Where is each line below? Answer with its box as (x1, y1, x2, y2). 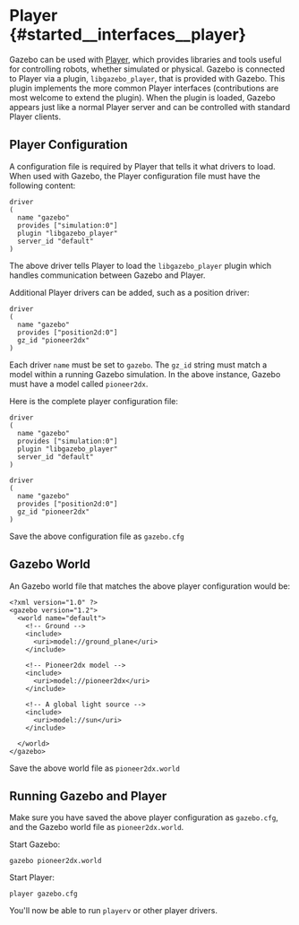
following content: (9, 180, 76, 191)
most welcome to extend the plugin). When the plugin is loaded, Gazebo (9, 91, 276, 103)
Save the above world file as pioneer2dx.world (9, 763, 181, 774)
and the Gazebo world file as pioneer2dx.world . (9, 822, 184, 833)
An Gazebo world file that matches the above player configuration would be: (9, 580, 291, 592)
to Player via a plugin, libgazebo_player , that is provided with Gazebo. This (9, 73, 286, 83)
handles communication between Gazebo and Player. (9, 270, 206, 281)
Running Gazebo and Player (9, 788, 167, 803)
